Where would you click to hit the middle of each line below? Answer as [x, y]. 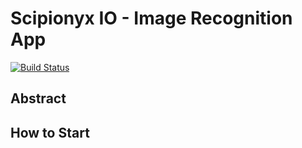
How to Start [50, 132]
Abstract [38, 98]
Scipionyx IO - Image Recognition [151, 18]
